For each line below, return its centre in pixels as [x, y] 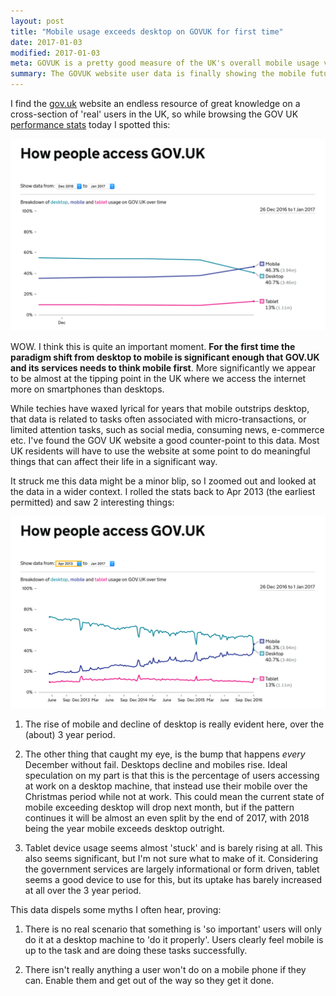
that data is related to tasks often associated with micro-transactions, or [158, 419]
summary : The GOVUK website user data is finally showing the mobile [158, 74]
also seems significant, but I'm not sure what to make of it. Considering [171, 859]
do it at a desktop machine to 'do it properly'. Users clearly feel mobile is [174, 940]
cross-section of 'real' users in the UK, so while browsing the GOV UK [154, 114]
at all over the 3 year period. [83, 891]
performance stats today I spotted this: [90, 124]
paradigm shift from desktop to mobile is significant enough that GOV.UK [165, 357]
